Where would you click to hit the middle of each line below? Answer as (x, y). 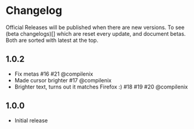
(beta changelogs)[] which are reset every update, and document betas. (96, 33)
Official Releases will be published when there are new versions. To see (95, 27)
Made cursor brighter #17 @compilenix (63, 80)
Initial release (31, 120)
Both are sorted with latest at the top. (52, 40)
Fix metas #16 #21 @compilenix (54, 74)
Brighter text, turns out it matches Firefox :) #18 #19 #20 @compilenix (101, 87)
